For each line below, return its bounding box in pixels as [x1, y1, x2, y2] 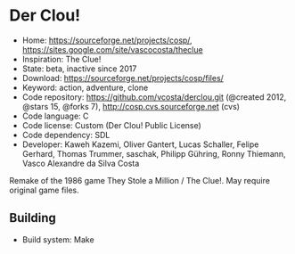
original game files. [9, 184, 79, 195]
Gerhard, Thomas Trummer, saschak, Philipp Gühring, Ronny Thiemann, [21, 148, 287, 159]
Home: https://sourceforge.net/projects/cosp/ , [21, 35, 193, 45]
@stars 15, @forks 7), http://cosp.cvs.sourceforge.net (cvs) [21, 101, 241, 111]
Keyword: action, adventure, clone [21, 82, 149, 93]
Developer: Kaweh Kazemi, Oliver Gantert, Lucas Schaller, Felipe [21, 139, 259, 150]
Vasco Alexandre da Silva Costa [21, 158, 140, 168]
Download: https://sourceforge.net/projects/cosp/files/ [21, 72, 225, 83]
